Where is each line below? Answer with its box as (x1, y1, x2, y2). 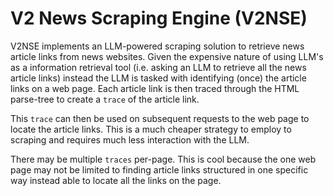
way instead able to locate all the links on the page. (10, 174, 222, 186)
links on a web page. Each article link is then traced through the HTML (10, 82, 300, 94)
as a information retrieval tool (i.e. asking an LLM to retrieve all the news (10, 61, 307, 73)
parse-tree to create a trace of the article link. (10, 93, 200, 105)
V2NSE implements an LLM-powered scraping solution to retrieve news (10, 40, 305, 52)
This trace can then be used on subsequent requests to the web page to (10, 112, 310, 124)
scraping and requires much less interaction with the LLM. (10, 133, 250, 146)
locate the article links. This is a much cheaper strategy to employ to (10, 123, 292, 135)
